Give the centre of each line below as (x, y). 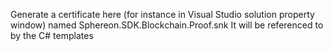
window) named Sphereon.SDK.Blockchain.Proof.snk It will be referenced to (167, 25)
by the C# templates (52, 35)
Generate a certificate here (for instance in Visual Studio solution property (162, 14)
